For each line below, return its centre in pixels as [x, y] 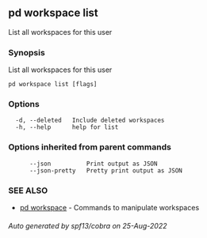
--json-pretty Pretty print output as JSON [105, 170]
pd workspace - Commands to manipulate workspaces [109, 208]
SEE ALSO [28, 191]
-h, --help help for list [67, 127]
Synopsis [27, 52]
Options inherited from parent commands [90, 147]
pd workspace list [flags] [53, 85]
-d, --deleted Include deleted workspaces [90, 121]
